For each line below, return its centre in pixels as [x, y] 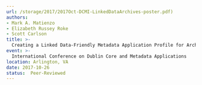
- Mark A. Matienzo [31, 23]
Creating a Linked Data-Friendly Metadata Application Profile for [98, 45]
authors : [17, 17]
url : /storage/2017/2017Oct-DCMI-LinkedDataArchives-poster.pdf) [90, 12]
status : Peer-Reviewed [36, 73]
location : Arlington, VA [37, 62]
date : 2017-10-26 [28, 67]
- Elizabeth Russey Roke [37, 28]
